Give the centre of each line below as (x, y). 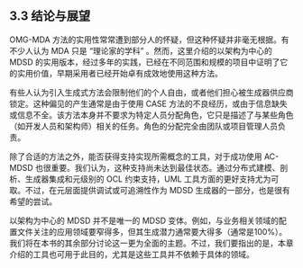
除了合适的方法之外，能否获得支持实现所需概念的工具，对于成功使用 (136, 156)
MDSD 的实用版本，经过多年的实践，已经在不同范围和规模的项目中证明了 (145, 62)
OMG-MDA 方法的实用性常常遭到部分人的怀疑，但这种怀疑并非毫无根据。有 (150, 40)
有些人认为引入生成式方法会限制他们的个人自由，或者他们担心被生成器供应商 (151, 92)
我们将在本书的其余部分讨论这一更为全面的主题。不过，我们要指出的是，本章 (151, 243)
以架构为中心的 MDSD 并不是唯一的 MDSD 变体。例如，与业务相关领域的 (144, 220)
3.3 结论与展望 (50, 16)
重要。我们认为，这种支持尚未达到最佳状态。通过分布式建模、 (165, 167)
